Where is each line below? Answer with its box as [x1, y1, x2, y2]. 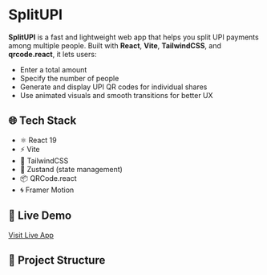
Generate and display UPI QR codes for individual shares [19, 82, 208, 92]
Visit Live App [8, 230, 55, 240]
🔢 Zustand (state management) [19, 164, 123, 174]
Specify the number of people [19, 73, 119, 83]
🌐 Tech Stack [8, 114, 77, 128]
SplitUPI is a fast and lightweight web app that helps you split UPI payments [8, 32, 259, 42]
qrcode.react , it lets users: [8, 49, 97, 59]
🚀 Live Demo [8, 209, 72, 223]
